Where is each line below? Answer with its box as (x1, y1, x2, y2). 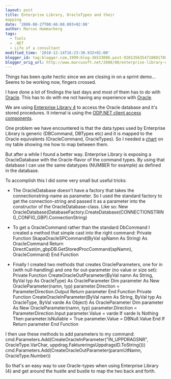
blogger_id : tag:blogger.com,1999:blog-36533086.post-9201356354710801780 (5, 55, 167, 60)
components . (5, 115, 33, 122)
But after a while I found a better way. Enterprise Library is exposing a (5, 151, 152, 157)
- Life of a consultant (10, 45, 60, 51)
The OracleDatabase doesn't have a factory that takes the (12, 187, 134, 194)
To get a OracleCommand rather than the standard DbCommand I (12, 224, 150, 230)
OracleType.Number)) (5, 353, 51, 359)
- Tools (10, 36, 26, 41)
